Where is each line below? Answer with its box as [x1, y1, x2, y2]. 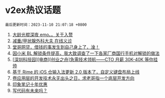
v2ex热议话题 [5, 4, 61, 16]
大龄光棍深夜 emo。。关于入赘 [12, 31, 73, 37]
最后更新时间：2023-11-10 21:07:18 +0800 [5, 22, 87, 27]
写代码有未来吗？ [12, 88, 48, 94]
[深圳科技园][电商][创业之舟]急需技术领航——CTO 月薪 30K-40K [12, 56, 144, 62]
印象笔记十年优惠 [12, 81, 48, 87]
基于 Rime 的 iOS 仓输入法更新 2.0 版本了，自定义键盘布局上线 [12, 69, 140, 75]
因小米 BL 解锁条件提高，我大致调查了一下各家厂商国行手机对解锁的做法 [12, 50, 160, 56]
